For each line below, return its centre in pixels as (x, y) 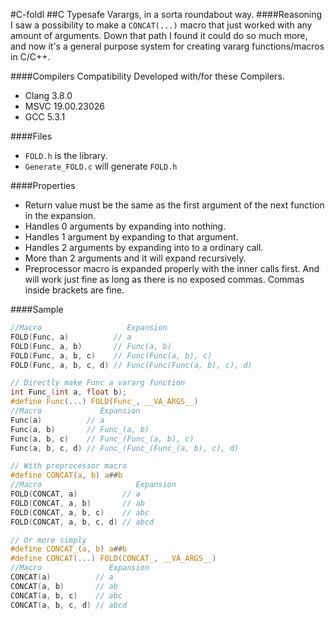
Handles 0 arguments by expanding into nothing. (125, 226)
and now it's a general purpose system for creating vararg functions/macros (167, 46)
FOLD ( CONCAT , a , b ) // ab (77, 503)
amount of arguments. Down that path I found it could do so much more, (159, 35)
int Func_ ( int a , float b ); (69, 392)
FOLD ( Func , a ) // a (71, 337)
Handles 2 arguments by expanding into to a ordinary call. (144, 247)
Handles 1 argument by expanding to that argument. (131, 237)
